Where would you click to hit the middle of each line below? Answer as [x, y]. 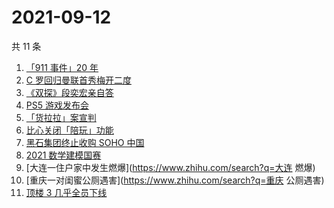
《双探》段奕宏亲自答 [69, 92]
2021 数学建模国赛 [63, 155]
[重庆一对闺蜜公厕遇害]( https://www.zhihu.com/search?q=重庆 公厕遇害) [175, 180]
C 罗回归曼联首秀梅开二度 [78, 80]
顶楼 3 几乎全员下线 [66, 192]
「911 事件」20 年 [62, 67]
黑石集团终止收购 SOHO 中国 [85, 142]
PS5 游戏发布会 [57, 105]
